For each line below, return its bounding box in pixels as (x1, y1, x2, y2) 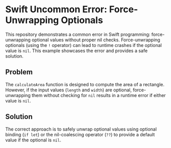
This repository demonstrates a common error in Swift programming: (5, 31, 151, 37)
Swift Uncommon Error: (5, 4, 108, 15)
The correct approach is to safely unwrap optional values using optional (5, 126, 157, 132)
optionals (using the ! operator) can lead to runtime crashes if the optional (5, 42, 162, 48)
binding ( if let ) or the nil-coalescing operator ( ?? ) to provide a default (5, 131, 155, 137)
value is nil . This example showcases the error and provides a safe (5, 47, 148, 54)
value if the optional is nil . (5, 137, 61, 143)
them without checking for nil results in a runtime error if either (31, 92, 166, 98)
